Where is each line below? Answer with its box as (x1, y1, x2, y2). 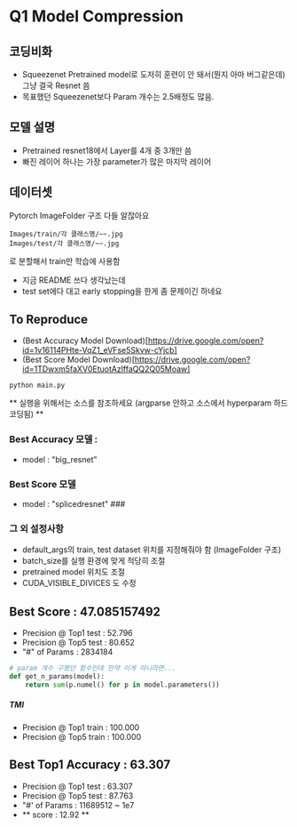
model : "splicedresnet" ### (21, 499, 126, 510)
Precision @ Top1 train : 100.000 (21, 722, 140, 733)
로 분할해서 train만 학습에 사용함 (9, 255, 121, 266)
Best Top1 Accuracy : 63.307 (9, 758, 171, 773)
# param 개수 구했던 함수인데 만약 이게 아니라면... (9, 664, 176, 673)
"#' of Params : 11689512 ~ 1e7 (21, 799, 135, 810)
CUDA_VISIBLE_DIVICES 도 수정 (21, 578, 137, 589)
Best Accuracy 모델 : (9, 433, 98, 446)
